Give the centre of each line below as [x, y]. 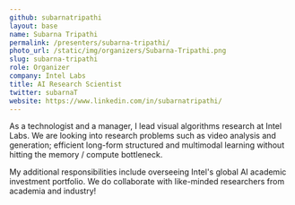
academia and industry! [53, 191]
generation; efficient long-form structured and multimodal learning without [147, 145]
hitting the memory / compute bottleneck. [86, 155]
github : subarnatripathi [56, 17]
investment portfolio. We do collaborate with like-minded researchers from [147, 182]
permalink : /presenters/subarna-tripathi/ [90, 43]
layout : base [34, 26]
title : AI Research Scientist [66, 84]
